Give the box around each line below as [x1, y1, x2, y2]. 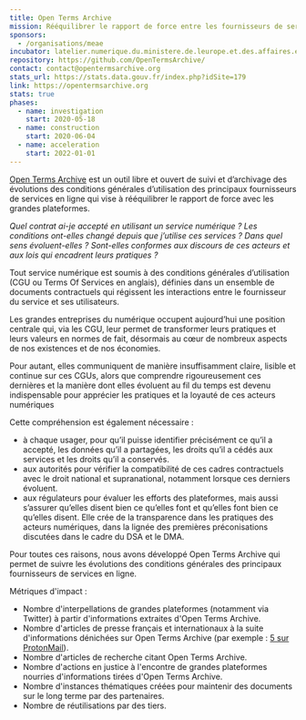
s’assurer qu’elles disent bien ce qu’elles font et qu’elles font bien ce [22, 502, 279, 512]
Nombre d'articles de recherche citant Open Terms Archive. [22, 652, 248, 663]
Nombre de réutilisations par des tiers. [22, 700, 167, 711]
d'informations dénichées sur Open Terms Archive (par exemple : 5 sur [22, 632, 290, 643]
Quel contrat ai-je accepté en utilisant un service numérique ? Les [9, 220, 258, 231]
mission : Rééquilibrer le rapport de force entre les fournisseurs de [9, 22, 283, 31]
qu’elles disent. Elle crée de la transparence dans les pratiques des [22, 512, 274, 522]
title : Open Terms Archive [9, 13, 112, 23]
